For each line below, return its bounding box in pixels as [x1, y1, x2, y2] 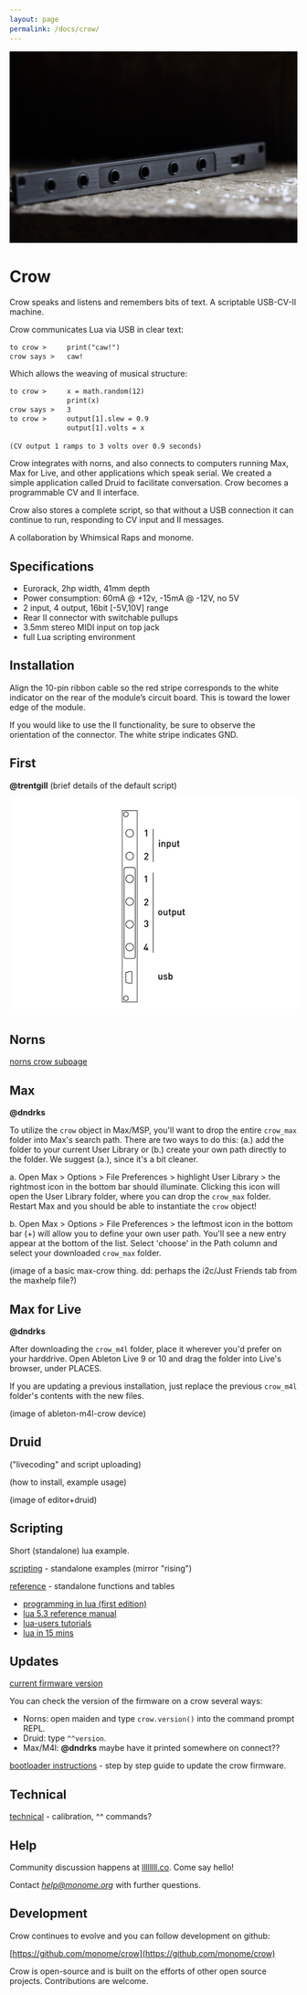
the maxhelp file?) [9, 1275, 78, 1286]
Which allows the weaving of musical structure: [9, 368, 188, 379]
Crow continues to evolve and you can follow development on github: [9, 1930, 270, 1941]
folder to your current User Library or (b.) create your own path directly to [9, 1144, 287, 1156]
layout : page [9, 15, 59, 24]
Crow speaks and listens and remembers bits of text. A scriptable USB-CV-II [9, 297, 297, 308]
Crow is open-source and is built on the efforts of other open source [9, 1966, 267, 1977]
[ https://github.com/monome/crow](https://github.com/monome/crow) [9, 1947, 276, 1958]
